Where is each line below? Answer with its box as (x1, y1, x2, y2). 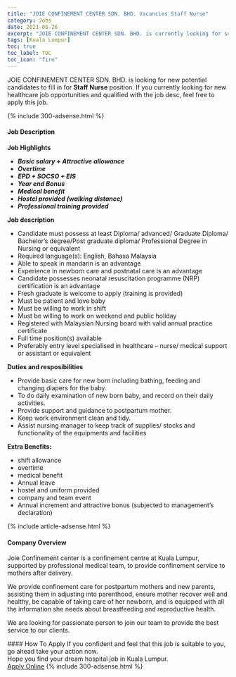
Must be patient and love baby (17, 297, 106, 305)
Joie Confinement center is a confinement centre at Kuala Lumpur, (7, 554, 200, 562)
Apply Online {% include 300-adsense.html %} (7, 662, 143, 671)
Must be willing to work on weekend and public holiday (17, 311, 177, 320)
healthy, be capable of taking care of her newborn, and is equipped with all (7, 597, 225, 606)
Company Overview (7, 538, 67, 547)
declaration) (17, 508, 53, 516)
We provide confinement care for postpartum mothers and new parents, (7, 583, 216, 591)
